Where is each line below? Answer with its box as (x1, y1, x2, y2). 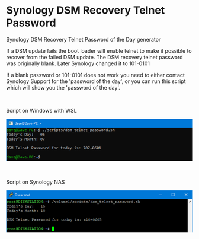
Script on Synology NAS (6, 179, 65, 186)
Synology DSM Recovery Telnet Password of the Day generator (6, 36, 161, 43)
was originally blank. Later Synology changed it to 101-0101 (6, 60, 150, 67)
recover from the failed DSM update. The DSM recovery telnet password (6, 53, 183, 60)
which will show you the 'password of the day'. (6, 84, 120, 91)
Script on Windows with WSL (6, 107, 77, 114)
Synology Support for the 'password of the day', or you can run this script (6, 78, 186, 85)
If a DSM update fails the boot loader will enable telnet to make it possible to (6, 47, 192, 54)
